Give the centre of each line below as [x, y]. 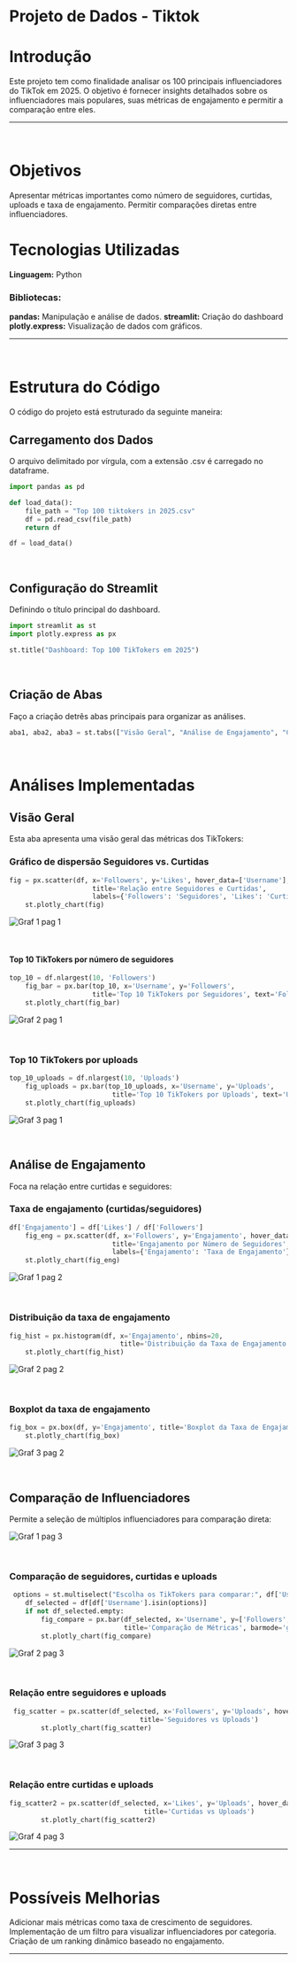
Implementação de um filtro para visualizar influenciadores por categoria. [143, 1932]
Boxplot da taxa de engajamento [80, 1409]
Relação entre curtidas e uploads [81, 1785]
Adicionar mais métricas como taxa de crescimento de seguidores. [131, 1922]
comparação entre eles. [52, 110]
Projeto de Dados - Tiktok [105, 16]
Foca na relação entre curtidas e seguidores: [91, 1186]
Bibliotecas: [35, 297]
